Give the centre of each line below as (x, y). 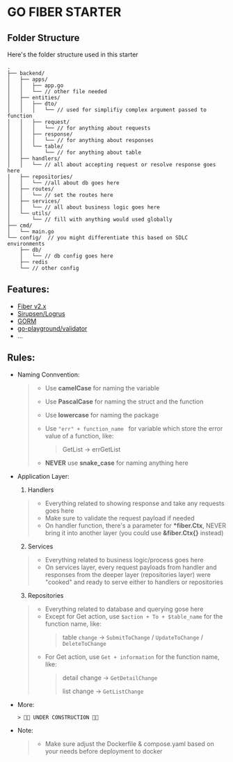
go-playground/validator (52, 328)
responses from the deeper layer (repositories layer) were (128, 574)
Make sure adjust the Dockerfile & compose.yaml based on (129, 744)
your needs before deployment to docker (104, 751)
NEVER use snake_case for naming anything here (117, 463)
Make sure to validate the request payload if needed (120, 518)
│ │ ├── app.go (35, 86)
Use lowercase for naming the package (102, 415)
